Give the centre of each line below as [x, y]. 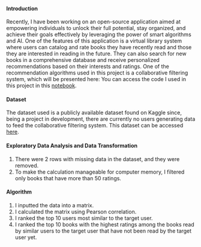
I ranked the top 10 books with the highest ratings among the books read [104, 224]
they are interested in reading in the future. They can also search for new [97, 53]
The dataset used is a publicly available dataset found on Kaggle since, [94, 113]
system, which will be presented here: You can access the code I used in [96, 79]
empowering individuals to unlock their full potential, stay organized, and [96, 28]
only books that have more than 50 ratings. [68, 178]
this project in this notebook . [41, 86]
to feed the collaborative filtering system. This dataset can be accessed [95, 126]
